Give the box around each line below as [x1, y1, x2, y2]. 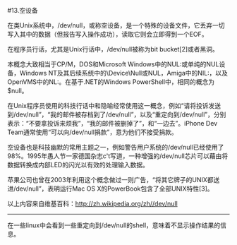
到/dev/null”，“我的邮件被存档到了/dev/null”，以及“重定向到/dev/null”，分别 [7, 110, 226, 119]
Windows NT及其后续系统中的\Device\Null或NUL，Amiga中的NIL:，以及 [19, 69, 228, 77]
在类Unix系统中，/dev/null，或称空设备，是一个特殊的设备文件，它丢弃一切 [7, 21, 225, 30]
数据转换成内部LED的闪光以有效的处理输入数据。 [7, 161, 150, 169]
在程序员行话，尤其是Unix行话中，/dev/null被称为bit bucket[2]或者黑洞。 [7, 45, 219, 53]
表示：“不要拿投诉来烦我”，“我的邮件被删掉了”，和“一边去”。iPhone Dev [7, 119, 218, 127]
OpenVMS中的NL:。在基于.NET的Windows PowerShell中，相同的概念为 [7, 78, 215, 86]
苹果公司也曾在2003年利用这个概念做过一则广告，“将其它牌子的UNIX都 [7, 176, 214, 184]
